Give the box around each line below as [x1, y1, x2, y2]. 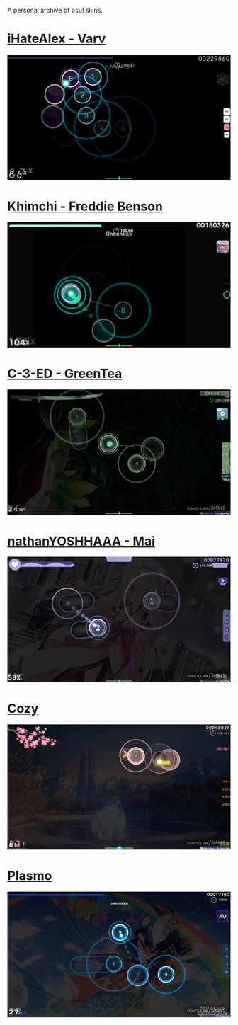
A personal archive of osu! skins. [7, 6, 103, 14]
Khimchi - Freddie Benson [7, 198, 163, 214]
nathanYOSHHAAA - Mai [7, 533, 156, 549]
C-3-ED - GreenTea [7, 366, 123, 382]
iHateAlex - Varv [7, 31, 106, 47]
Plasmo [7, 868, 52, 884]
